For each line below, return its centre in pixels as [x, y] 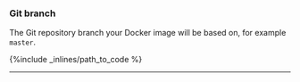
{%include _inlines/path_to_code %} [76, 60]
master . [22, 42]
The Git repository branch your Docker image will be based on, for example [148, 33]
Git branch [33, 13]
